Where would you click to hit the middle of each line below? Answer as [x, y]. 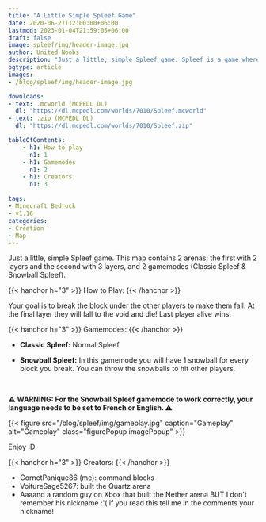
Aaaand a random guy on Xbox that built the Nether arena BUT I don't [133, 495]
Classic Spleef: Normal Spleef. [70, 345]
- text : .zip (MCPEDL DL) [51, 119]
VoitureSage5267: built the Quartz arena [85, 486]
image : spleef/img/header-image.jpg [68, 45]
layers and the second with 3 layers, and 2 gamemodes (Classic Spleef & [127, 267]
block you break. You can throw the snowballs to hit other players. [127, 369]
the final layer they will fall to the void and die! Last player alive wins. [120, 314]
